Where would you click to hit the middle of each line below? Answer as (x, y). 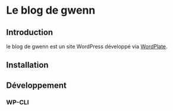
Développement (37, 85)
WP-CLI (18, 102)
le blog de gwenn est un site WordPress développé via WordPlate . (87, 46)
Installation (27, 65)
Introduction (30, 32)
